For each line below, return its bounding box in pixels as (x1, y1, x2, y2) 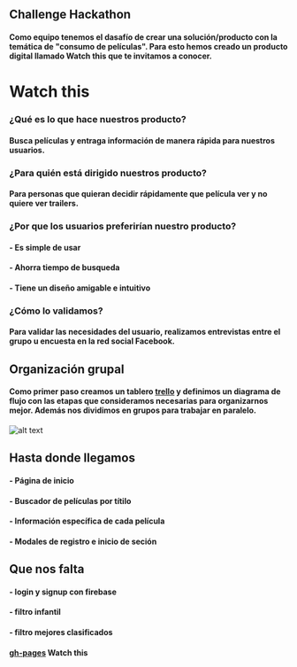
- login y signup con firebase (9, 586, 118, 597)
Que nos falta (9, 562, 85, 577)
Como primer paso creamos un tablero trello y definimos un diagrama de (9, 386, 281, 397)
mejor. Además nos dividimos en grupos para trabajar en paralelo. (9, 405, 256, 415)
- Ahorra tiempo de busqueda (9, 262, 120, 273)
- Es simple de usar (9, 242, 81, 252)
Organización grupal (9, 361, 125, 376)
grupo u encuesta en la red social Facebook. (9, 336, 175, 346)
